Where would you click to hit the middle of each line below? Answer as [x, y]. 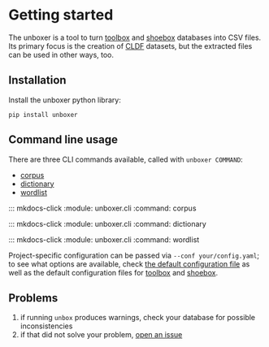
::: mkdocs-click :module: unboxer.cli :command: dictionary [108, 223]
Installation [37, 80]
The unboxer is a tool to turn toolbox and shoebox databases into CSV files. [135, 37]
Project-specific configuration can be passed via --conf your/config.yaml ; [134, 255]
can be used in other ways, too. [61, 54]
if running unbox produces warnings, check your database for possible [138, 318]
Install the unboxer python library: [65, 100]
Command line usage [63, 140]
